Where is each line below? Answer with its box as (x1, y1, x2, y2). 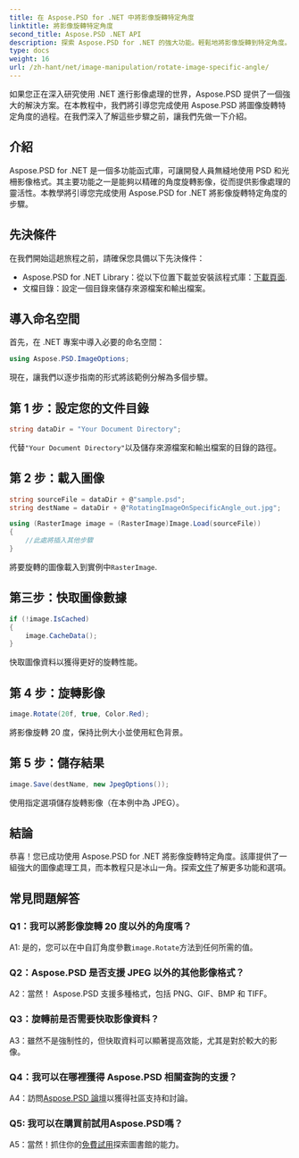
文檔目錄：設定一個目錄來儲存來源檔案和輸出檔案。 (21, 282, 211, 293)
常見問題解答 (9, 891, 80, 906)
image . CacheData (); (25, 631, 98, 640)
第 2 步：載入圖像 (9, 471, 105, 486)
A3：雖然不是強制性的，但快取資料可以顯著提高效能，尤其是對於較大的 (9, 1035, 270, 1045)
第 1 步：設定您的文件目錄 (9, 400, 149, 415)
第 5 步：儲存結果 (9, 756, 105, 771)
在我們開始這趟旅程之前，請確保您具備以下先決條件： (9, 252, 205, 264)
